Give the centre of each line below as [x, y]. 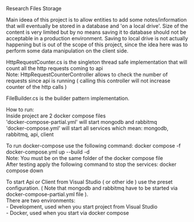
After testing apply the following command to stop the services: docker [91, 164]
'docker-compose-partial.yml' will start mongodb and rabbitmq [82, 122]
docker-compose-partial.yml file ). [47, 194]
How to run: [20, 110]
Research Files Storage [34, 8]
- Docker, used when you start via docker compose [68, 213]
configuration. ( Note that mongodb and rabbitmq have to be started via [92, 188]
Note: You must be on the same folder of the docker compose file [84, 158]
